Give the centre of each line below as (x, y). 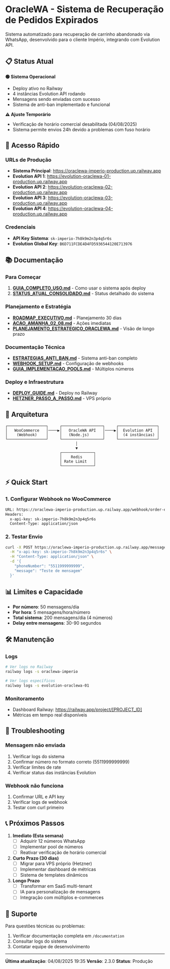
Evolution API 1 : (29, 176)
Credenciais (20, 227)
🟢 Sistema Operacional (30, 77)
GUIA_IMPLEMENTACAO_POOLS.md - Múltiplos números (73, 369)
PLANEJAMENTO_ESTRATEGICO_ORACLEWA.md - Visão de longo (83, 329)
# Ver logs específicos (30, 680)
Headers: (14, 514)
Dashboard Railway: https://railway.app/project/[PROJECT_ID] (77, 710)
